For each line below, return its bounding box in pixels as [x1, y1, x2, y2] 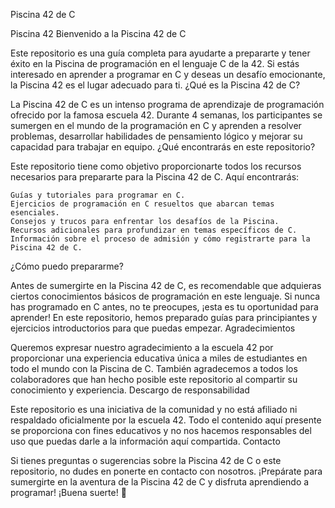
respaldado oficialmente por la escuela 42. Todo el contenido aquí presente [10, 414, 322, 426]
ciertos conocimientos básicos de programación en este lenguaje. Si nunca [10, 290, 321, 302]
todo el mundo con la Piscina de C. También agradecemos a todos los [10, 363, 298, 374]
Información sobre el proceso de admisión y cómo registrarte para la [10, 234, 311, 244]
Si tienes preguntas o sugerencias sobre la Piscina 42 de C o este [10, 455, 282, 466]
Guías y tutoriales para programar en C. [10, 190, 186, 200]
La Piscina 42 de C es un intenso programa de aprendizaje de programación [10, 99, 325, 110]
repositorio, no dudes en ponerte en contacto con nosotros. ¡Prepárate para [10, 465, 323, 477]
